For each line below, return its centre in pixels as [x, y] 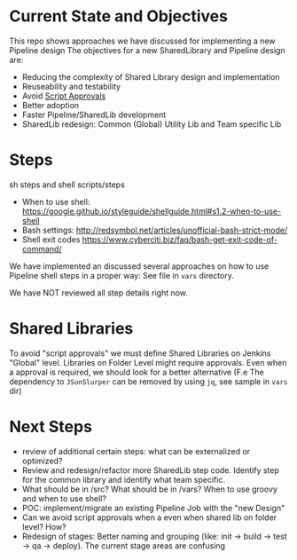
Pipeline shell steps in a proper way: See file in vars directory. [122, 275]
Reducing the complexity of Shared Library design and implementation [151, 76]
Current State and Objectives [119, 16]
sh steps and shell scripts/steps [67, 185]
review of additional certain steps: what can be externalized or [136, 451]
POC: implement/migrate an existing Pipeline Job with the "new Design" [153, 508]
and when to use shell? [64, 498]
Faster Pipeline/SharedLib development [94, 114]
